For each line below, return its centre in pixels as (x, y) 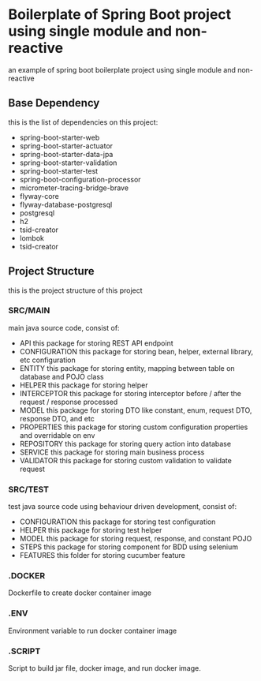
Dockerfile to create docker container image (80, 593)
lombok (32, 238)
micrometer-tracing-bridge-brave (74, 188)
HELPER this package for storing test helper (91, 530)
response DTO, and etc (57, 418)
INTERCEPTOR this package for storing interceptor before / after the (130, 393)
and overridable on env (57, 435)
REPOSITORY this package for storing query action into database (125, 443)
